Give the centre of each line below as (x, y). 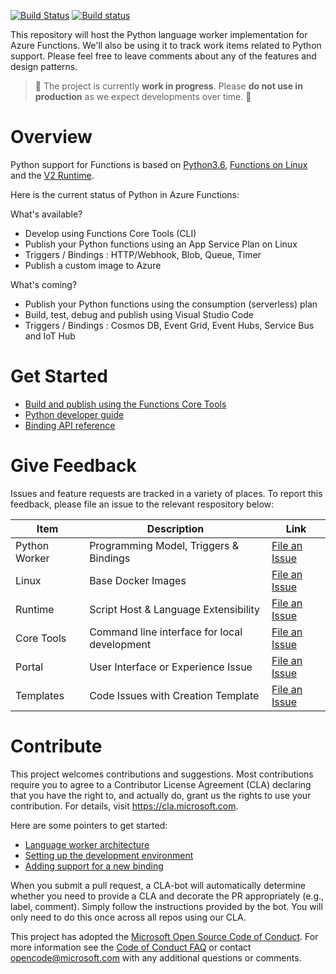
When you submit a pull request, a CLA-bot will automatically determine (158, 885)
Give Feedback (73, 466)
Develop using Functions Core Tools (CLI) (110, 233)
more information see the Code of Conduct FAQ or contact (131, 947)
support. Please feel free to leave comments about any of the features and (163, 56)
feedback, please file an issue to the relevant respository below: (142, 504)
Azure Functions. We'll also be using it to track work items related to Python (166, 45)
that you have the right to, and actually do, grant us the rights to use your (161, 795)
